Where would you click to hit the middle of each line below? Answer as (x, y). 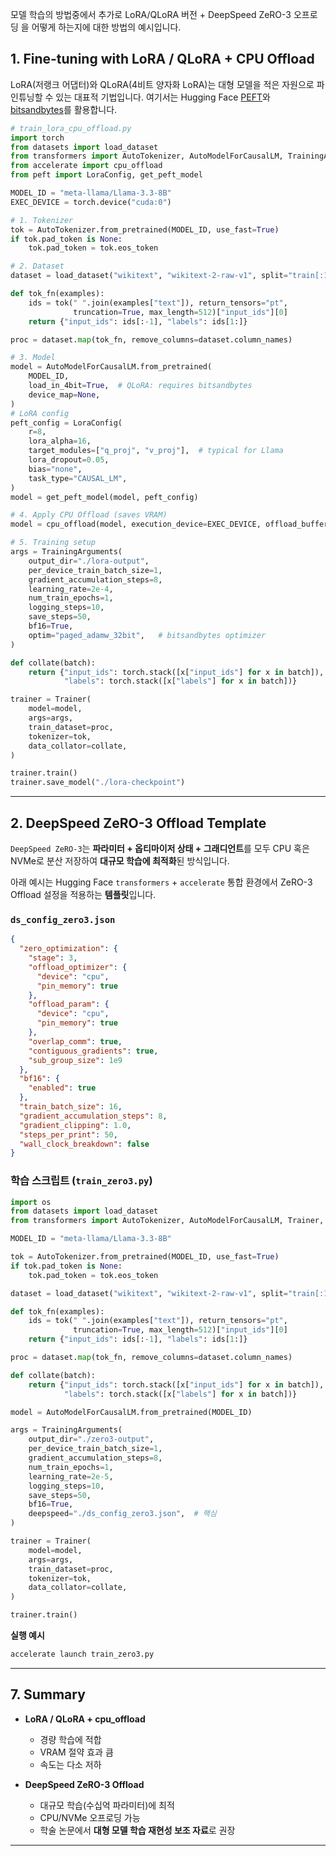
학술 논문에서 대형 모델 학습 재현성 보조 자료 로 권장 (137, 1830)
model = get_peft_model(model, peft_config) (104, 497)
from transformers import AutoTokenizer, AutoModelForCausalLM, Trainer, (167, 1221)
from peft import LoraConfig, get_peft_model (106, 175)
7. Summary (48, 1694)
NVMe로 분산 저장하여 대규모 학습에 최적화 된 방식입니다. (120, 861)
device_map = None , (64, 394)
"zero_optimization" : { (68, 949)
